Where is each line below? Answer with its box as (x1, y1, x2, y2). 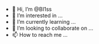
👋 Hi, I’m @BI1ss (11, 6, 52, 12)
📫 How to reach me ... (11, 32, 68, 38)
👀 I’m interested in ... (11, 12, 63, 19)
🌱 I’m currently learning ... (11, 18, 76, 25)
